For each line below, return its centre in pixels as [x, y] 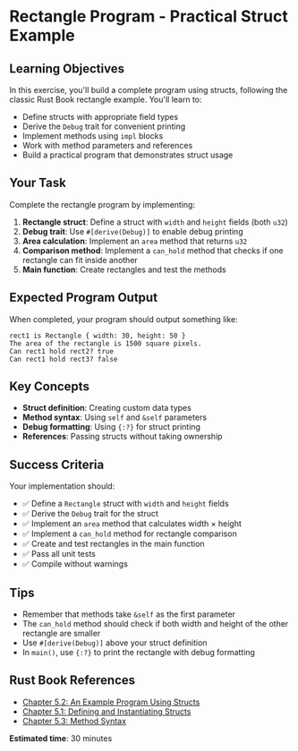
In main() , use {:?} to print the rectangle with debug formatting [138, 653]
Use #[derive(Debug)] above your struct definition [115, 643]
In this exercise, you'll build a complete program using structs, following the [149, 90]
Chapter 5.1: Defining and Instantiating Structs [106, 711]
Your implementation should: [62, 486]
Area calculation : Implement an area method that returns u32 [135, 241]
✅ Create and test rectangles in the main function [113, 544]
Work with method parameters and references [107, 145]
